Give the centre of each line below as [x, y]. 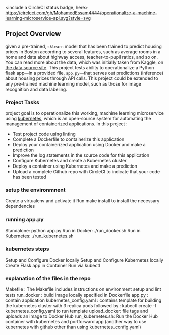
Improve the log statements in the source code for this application [81, 155]
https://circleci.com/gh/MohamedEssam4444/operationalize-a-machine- [81, 13]
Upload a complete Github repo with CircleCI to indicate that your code [86, 172]
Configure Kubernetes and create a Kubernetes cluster [69, 161]
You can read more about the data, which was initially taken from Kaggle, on [84, 62]
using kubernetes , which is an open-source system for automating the [78, 119]
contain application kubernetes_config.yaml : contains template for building [83, 300]
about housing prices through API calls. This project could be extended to [82, 78]
